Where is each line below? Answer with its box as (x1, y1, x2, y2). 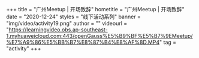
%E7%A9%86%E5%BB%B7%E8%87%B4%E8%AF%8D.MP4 (6, 38, 160, 46)
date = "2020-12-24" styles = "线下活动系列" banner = (6, 13, 141, 20)
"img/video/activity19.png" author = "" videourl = (6, 20, 128, 27)
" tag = (159, 38, 177, 46)
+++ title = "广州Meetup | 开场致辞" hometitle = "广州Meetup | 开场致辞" (6, 6, 185, 12)
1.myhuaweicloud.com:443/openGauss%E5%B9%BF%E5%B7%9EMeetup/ (6, 33, 193, 39)
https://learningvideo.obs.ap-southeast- (8, 26, 108, 33)
